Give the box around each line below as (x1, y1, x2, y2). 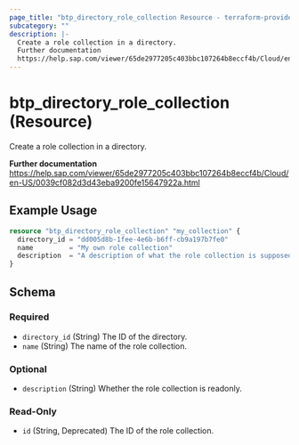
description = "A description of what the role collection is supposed (17, 251, 293, 261)
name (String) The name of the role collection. (21, 340, 188, 352)
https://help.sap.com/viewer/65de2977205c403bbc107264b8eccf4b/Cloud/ (9, 167, 289, 178)
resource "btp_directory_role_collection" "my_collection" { (9, 226, 241, 236)
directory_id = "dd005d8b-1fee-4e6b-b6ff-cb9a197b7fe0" (17, 235, 229, 244)
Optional (9, 362, 47, 375)
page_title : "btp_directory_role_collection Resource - (9, 12, 221, 22)
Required (9, 311, 50, 323)
